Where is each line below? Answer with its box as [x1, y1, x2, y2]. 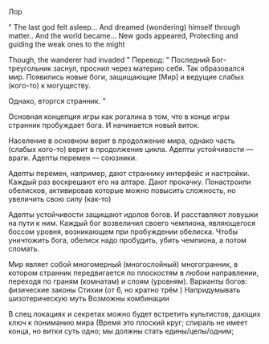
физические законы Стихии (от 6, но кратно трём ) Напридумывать [8, 285, 241, 294]
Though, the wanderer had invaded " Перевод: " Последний [8, 55, 210, 64]
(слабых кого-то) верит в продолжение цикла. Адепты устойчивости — [8, 145, 254, 154]
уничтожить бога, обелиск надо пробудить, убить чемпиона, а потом [8, 235, 247, 244]
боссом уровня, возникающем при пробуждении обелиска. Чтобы [8, 227, 238, 236]
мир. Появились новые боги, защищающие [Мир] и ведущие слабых [8, 72, 245, 81]
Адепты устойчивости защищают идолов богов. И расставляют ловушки [8, 210, 259, 219]
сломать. [8, 244, 40, 253]
